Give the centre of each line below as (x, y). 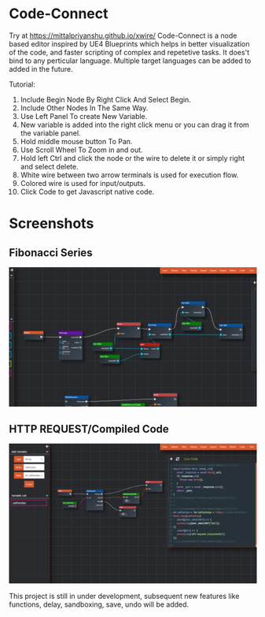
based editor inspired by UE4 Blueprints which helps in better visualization (129, 43)
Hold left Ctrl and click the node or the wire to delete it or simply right (132, 158)
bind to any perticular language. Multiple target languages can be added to (130, 61)
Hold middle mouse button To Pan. (76, 141)
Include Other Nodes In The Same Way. (84, 108)
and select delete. (49, 166)
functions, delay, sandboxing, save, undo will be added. (99, 604)
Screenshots (52, 223)
